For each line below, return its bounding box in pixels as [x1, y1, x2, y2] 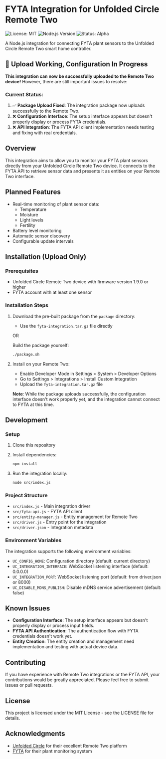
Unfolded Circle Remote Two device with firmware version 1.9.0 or [12, 279, 149, 285]
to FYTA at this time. [12, 401, 54, 407]
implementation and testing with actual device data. [12, 644, 119, 650]
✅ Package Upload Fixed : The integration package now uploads [12, 102, 145, 108]
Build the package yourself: [12, 342, 69, 348]
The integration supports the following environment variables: [5, 548, 132, 554]
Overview [5, 144, 36, 153]
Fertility [19, 222, 36, 228]
